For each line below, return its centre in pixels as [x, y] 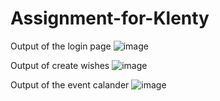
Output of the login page [61, 46]
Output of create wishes [60, 65]
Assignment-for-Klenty [110, 18]
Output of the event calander [70, 84]
